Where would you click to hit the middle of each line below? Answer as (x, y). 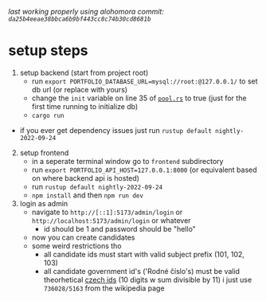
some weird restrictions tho (76, 245)
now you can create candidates (83, 237)
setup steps (49, 51)
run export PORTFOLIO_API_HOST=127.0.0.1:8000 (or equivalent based (144, 170)
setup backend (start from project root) (84, 72)
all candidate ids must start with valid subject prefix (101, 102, (144, 254)
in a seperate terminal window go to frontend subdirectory (127, 161)
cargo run (48, 115)
